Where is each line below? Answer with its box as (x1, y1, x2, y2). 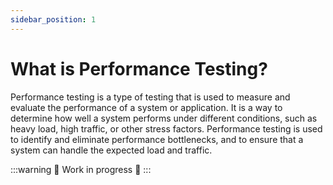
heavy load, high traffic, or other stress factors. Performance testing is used (10, 122, 323, 135)
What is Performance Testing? (10, 57, 268, 80)
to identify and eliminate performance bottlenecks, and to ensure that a (10, 133, 304, 145)
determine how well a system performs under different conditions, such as (10, 112, 318, 124)
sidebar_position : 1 (10, 14, 97, 25)
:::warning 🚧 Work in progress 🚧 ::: (10, 163, 152, 175)
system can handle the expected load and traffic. (10, 144, 213, 156)
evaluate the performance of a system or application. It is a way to (10, 101, 283, 113)
